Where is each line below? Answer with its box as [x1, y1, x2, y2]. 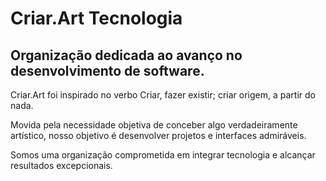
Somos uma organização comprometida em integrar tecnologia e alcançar [10, 149, 316, 161]
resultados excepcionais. [10, 160, 113, 171]
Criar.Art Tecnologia [10, 7, 183, 30]
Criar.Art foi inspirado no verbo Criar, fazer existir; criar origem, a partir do [10, 89, 316, 101]
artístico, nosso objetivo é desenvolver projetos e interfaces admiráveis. [10, 130, 307, 141]
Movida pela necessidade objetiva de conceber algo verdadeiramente [10, 119, 298, 131]
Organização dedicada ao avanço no [10, 47, 243, 64]
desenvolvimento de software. [10, 62, 205, 79]
